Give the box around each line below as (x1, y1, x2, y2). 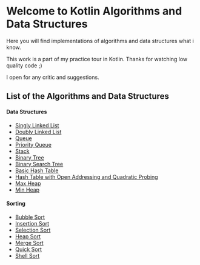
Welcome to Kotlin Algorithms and (6, 4, 182, 18)
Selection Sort (15, 226, 51, 233)
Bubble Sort (15, 213, 45, 221)
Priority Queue (15, 141, 52, 148)
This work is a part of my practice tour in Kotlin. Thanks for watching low (6, 55, 188, 62)
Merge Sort (15, 239, 44, 246)
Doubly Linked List (15, 128, 62, 135)
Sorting (6, 200, 26, 207)
